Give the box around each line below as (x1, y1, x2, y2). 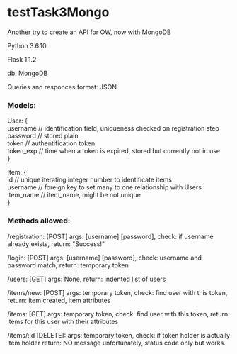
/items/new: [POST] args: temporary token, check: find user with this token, (7, 288, 228, 297)
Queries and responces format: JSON (7, 82, 117, 91)
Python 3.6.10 (7, 41, 47, 50)
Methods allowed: (7, 216, 71, 226)
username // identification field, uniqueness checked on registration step (7, 124, 219, 133)
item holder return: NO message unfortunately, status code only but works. (7, 338, 226, 347)
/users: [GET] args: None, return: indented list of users (7, 275, 166, 283)
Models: (7, 100, 37, 110)
